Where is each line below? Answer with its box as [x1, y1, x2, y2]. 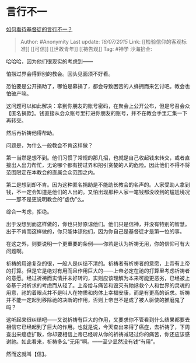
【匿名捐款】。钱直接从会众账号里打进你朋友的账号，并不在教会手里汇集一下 [6, 109, 188, 117]
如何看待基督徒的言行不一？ [6, 26, 73, 33]
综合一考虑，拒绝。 [6, 208, 52, 215]
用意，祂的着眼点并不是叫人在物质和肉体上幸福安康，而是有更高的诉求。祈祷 [6, 289, 190, 296]
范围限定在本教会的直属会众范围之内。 [6, 169, 98, 176]
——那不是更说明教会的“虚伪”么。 [6, 196, 87, 203]
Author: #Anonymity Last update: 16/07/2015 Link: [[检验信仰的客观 [20, 38, 182, 45]
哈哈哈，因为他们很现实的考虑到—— [6, 58, 93, 65]
